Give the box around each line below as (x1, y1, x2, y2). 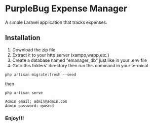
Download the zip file (12, 46, 56, 52)
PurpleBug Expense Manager (5, 3, 127, 14)
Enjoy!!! (5, 115, 24, 122)
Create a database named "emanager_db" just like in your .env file (12, 57, 147, 63)
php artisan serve (5, 90, 43, 95)
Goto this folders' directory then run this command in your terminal (12, 62, 148, 68)
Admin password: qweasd (5, 103, 54, 108)
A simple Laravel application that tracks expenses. (5, 19, 108, 25)
